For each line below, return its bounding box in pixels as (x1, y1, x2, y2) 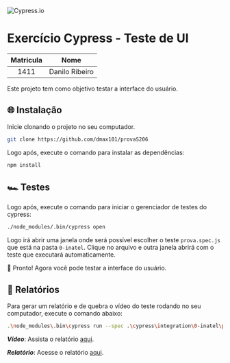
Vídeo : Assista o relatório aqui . (7, 335, 94, 343)
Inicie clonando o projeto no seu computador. (7, 122, 136, 130)
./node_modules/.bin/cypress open (7, 224, 106, 231)
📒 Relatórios (7, 283, 60, 295)
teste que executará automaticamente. (7, 250, 116, 259)
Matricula (10, 55, 42, 65)
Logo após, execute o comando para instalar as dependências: (7, 148, 185, 156)
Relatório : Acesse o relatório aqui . (7, 348, 104, 356)
